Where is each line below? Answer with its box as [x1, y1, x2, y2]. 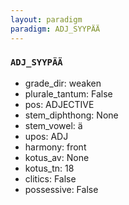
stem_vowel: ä [24, 119, 83, 131]
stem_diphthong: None [24, 109, 119, 121]
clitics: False [24, 172, 77, 185]
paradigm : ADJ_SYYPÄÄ [10, 24, 101, 34]
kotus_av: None [24, 151, 90, 163]
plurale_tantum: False [24, 87, 113, 100]
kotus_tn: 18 [24, 162, 75, 174]
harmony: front [24, 141, 87, 153]
